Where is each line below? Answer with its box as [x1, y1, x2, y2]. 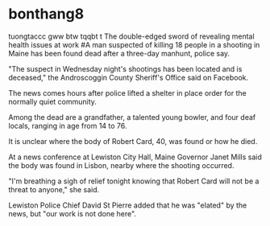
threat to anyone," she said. [8, 184, 100, 194]
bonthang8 [8, 5, 85, 23]
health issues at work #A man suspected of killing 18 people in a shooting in [8, 39, 260, 49]
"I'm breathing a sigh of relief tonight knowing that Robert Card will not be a [8, 176, 260, 186]
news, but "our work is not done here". [8, 208, 137, 218]
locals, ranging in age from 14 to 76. [8, 121, 127, 130]
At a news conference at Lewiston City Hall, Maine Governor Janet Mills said [8, 152, 262, 162]
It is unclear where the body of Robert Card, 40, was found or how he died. [8, 136, 258, 146]
